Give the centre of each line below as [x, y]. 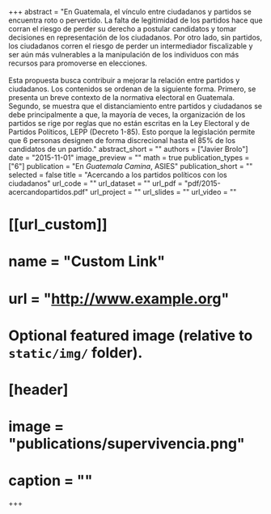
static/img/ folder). [76, 353]
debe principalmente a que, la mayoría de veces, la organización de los [127, 115]
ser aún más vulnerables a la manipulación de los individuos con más [124, 55]
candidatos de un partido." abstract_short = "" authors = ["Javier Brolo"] [128, 149]
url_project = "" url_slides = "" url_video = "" [163, 192]
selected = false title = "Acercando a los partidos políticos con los [118, 175]
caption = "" [51, 481]
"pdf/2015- [203, 183]
